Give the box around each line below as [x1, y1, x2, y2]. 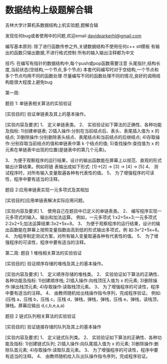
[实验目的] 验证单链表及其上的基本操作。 [5, 111, 89, 117]
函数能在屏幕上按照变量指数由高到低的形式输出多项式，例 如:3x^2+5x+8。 [9, 226, 162, 233]
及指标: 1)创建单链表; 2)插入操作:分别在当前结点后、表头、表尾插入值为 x [5, 128, 154, 134]
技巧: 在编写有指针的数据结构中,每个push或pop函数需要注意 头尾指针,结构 [5, 60, 157, 66]
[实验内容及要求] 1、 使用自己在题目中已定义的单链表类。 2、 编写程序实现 [5, 208, 158, 214]
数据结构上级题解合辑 [5, 5, 93, 16]
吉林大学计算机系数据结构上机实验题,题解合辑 [5, 22, 99, 28]
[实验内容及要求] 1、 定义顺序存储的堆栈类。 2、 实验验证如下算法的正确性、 [5, 271, 162, 277]
